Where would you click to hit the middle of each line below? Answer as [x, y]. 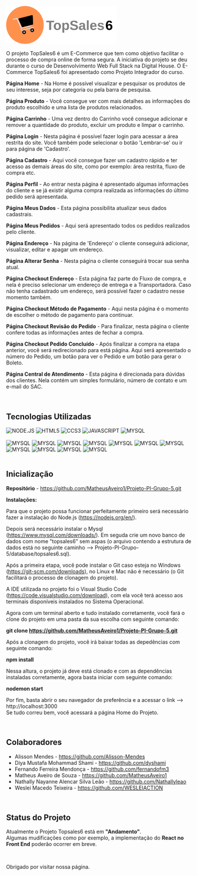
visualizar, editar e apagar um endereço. [55, 250]
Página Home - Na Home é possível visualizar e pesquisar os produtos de [96, 83]
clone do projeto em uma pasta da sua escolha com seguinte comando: [93, 619]
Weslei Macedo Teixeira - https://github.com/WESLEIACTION [89, 788]
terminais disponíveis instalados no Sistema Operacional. [75, 601]
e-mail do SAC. [24, 387]
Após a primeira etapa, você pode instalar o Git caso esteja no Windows [94, 565]
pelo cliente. [21, 232]
